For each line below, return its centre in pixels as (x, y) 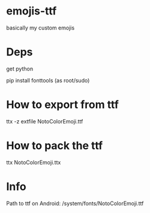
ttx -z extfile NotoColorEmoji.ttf (45, 121)
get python (20, 69)
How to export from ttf (62, 105)
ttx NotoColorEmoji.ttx (34, 162)
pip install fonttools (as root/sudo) (48, 80)
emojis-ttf (31, 11)
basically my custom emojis (40, 28)
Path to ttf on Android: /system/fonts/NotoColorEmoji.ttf (75, 203)
